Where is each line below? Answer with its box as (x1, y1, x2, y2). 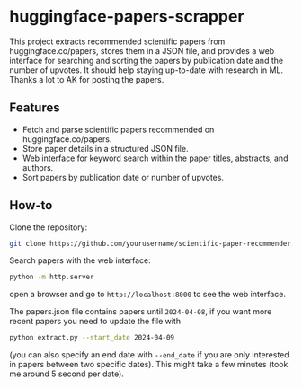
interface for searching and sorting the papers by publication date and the (9, 55, 284, 66)
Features (9, 101, 60, 116)
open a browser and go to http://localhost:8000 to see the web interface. (9, 289, 286, 300)
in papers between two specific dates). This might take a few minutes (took (9, 359, 289, 370)
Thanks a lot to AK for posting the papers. (9, 74, 164, 84)
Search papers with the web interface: (9, 255, 151, 266)
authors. (22, 162, 54, 172)
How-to (9, 198, 53, 213)
